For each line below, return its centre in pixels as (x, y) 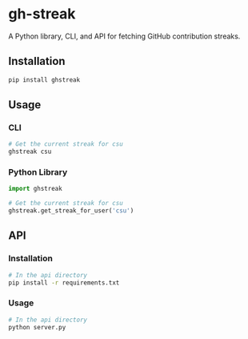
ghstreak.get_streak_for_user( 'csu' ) (71, 211)
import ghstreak (35, 189)
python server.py (37, 327)
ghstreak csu (30, 152)
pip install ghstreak (44, 80)
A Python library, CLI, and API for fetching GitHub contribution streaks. (124, 36)
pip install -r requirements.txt (64, 282)
